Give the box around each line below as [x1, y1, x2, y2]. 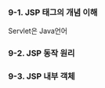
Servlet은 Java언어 [8, 26, 68, 36]
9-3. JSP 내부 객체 [8, 71, 76, 82]
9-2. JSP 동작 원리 [8, 48, 75, 59]
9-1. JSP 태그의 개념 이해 [8, 6, 98, 17]
